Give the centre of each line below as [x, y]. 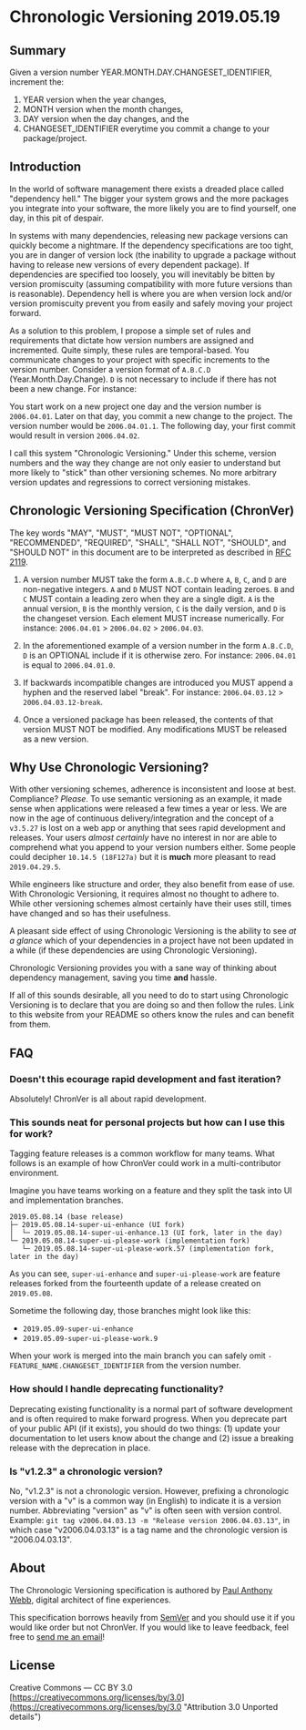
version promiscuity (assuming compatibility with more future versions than [151, 283]
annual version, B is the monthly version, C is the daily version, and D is [154, 609]
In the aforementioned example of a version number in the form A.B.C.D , [158, 645]
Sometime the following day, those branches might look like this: [130, 1311]
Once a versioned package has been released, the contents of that [148, 719]
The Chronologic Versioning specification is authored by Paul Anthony [141, 1590]
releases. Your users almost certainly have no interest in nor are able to [143, 838]
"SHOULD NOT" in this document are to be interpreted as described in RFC [150, 552]
